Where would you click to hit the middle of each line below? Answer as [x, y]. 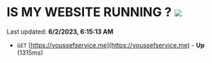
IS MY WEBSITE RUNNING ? [89, 12]
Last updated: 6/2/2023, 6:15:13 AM [60, 31]
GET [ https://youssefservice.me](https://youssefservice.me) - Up [111, 45]
